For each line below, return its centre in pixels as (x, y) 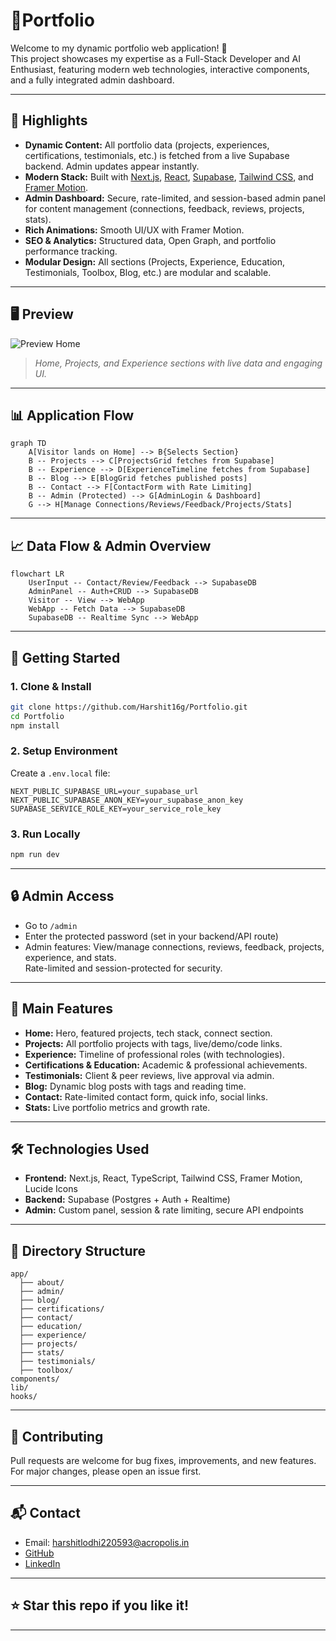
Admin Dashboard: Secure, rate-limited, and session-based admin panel (175, 198)
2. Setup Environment (64, 751)
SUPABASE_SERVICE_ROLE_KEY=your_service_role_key (116, 809)
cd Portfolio (37, 716)
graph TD (28, 444)
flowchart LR (37, 574)
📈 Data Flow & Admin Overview (111, 545)
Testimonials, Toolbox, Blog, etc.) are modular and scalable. (148, 272)
